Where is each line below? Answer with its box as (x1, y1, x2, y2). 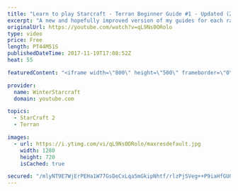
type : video (7, 30, 42, 37)
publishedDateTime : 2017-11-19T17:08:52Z (7, 50, 132, 57)
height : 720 (20, 154, 55, 161)
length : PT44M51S (7, 43, 59, 50)
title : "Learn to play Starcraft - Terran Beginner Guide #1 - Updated (7, 10, 223, 18)
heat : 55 (7, 57, 33, 64)
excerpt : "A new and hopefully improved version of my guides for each (7, 17, 223, 24)
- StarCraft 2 (13, 115, 55, 122)
